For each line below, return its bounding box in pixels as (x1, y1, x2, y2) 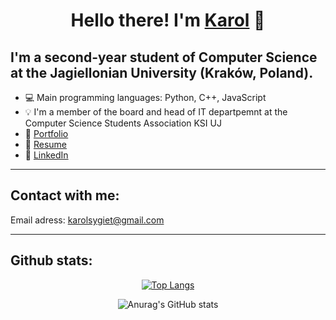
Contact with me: (10, 187, 120, 204)
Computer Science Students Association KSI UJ (24, 117, 222, 129)
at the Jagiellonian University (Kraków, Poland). (10, 64, 314, 81)
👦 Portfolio (24, 128, 69, 139)
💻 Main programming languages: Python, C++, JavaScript (24, 92, 267, 103)
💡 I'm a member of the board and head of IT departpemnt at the (24, 106, 288, 118)
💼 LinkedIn (24, 149, 69, 161)
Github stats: (10, 252, 93, 269)
